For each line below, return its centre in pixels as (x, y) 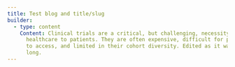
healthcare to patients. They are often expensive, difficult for (124, 40)
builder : (20, 20)
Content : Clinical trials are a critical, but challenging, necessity (125, 33)
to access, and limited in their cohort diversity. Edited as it (123, 46)
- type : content (37, 27)
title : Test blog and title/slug (56, 14)
